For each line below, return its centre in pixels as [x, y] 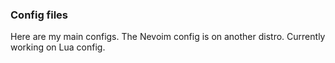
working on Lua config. [58, 47]
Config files [39, 15]
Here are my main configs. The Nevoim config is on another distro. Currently [168, 37]
